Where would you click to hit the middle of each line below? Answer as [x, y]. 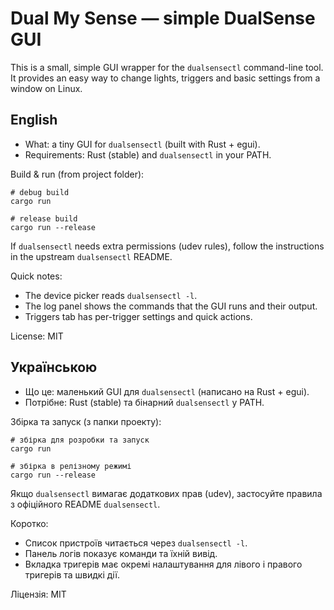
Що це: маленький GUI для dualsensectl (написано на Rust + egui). [167, 391]
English [34, 120]
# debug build [40, 192]
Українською [54, 367]
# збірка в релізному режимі [71, 466]
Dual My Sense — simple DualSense [163, 18]
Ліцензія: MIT [38, 594]
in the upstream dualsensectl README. [91, 256]
